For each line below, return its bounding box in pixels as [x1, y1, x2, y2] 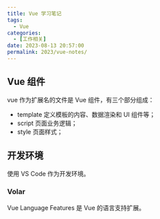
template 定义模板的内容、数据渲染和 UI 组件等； [16, 110, 156, 118]
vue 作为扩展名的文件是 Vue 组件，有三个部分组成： [7, 95, 155, 104]
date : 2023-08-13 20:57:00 [7, 42, 84, 49]
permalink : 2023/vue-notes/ [7, 49, 88, 56]
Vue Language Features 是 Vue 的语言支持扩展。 [7, 203, 146, 211]
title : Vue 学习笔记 [7, 10, 62, 17]
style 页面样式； [16, 127, 63, 135]
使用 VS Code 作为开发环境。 [7, 169, 90, 178]
